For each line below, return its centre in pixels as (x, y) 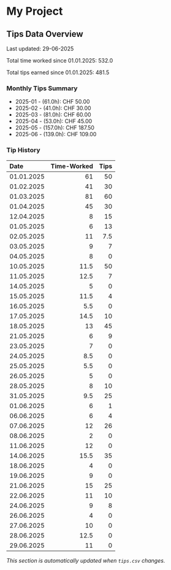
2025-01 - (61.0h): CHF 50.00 (52, 102)
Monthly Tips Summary (42, 88)
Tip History (23, 150)
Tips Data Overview (45, 34)
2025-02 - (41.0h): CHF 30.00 (53, 108)
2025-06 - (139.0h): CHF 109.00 (56, 134)
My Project (35, 11)
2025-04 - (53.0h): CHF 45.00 (54, 121)
